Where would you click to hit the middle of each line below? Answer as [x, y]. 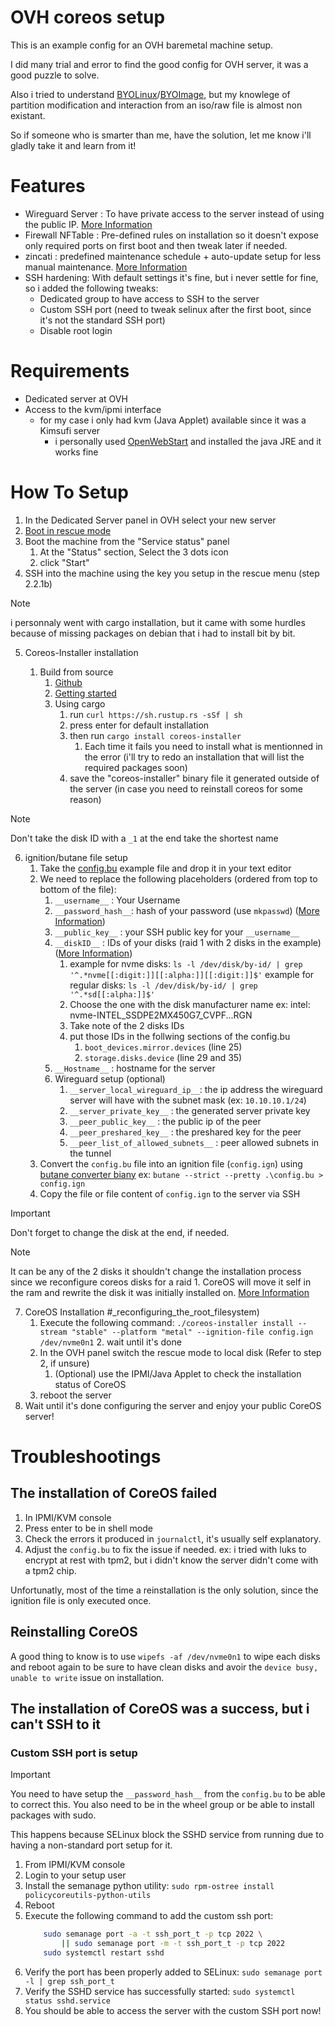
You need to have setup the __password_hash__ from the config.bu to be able [168, 1794]
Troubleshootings [86, 1456]
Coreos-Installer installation [81, 652]
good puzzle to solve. [55, 75]
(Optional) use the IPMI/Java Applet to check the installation [178, 1373]
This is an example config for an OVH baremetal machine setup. [142, 45]
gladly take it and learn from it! [73, 145]
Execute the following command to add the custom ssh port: [149, 1916]
